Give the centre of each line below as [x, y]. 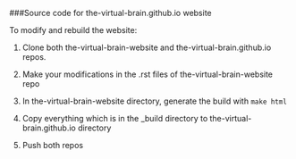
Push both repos [52, 145]
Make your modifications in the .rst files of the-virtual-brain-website [148, 74]
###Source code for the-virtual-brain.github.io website [110, 13]
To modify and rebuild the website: [73, 30]
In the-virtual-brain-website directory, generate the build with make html [155, 101]
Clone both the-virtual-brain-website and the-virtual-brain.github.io [147, 47]
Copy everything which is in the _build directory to [115, 118]
